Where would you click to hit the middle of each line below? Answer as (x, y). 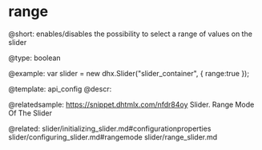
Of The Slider (30, 113)
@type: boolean (35, 58)
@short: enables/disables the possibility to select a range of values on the (130, 34)
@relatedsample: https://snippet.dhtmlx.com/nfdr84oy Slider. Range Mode (131, 104)
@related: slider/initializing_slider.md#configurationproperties (110, 128)
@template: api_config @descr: (60, 89)
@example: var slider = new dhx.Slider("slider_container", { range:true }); (129, 73)
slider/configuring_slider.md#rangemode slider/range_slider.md (113, 137)
